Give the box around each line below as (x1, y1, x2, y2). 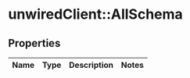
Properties (8, 37, 61, 50)
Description (69, 60, 113, 70)
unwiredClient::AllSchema (8, 5, 184, 23)
